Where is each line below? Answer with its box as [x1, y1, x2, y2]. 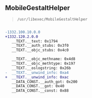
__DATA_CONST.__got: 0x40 [11, 84, 65, 89]
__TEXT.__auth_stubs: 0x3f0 [11, 43, 69, 48]
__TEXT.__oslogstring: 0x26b [11, 65, 71, 70]
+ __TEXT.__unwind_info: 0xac [5, 75, 69, 79]
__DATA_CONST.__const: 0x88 [11, 88, 69, 93]
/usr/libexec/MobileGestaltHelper [17, 17, 88, 21]
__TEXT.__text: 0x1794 [11, 39, 58, 43]
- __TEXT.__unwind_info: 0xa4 [5, 70, 69, 75]
